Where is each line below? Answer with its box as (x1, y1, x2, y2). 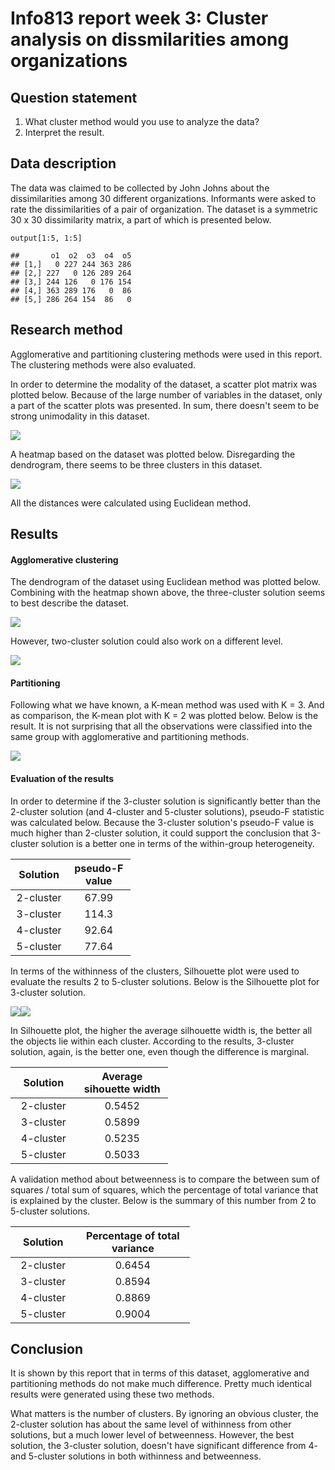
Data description (10, 155, 117, 172)
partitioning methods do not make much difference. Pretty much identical (10, 1378, 312, 1390)
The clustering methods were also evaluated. (10, 358, 197, 371)
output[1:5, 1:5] (10, 233, 83, 243)
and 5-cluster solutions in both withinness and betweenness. (10, 1450, 262, 1462)
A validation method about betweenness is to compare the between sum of (10, 1173, 320, 1185)
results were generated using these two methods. (10, 1388, 215, 1401)
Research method (10, 322, 123, 339)
